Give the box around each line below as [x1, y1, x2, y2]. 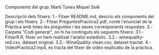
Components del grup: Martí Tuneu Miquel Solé [5, 4, 100, 10]
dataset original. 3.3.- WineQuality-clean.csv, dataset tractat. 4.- [22, 39, 151, 45]
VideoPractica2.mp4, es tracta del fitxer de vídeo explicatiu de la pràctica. [5, 45, 154, 50]
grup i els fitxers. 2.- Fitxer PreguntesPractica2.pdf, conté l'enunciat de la [5, 19, 152, 24]
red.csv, [5, 39, 21, 45]
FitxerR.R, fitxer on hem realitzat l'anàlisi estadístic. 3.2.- [5, 34, 118, 40]
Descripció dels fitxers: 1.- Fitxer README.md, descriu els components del [5, 14, 154, 19]
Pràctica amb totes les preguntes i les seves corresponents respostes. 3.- [5, 24, 153, 30]
